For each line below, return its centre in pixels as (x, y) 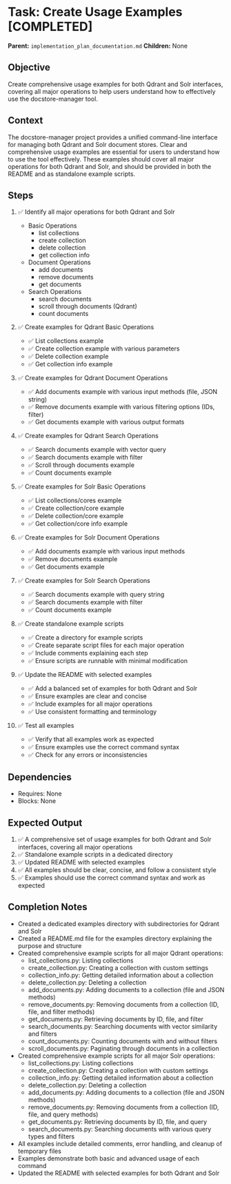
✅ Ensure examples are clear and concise (87, 696)
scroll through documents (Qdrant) (88, 306)
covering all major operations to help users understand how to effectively (112, 91)
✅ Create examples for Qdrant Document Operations (93, 378)
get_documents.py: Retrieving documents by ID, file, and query (118, 1121)
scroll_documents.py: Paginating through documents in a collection (123, 1048)
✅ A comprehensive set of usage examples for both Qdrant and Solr (114, 839)
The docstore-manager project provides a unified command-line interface (113, 137)
